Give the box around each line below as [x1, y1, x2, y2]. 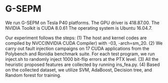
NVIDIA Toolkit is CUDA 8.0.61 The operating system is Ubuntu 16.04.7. [5, 25, 153, 31]
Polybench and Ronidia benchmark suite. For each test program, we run [5, 51, 155, 57]
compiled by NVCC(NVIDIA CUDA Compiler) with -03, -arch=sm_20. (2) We [5, 40, 163, 46]
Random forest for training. [5, 72, 62, 78]
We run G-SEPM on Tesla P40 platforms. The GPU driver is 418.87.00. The [5, 20, 160, 26]
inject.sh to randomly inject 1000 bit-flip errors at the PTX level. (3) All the [5, 56, 159, 62]
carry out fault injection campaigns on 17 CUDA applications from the [5, 45, 149, 51]
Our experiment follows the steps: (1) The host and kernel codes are [5, 35, 147, 41]
